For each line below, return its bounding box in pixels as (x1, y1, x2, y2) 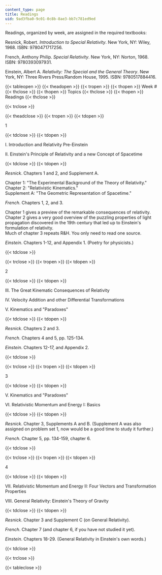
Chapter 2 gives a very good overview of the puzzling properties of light (5, 214, 152, 220)
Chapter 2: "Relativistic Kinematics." (5, 185, 78, 191)
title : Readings (5, 12, 38, 17)
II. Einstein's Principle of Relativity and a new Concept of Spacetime (5, 151, 143, 157)
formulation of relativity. (5, 225, 54, 231)
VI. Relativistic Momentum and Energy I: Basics (5, 402, 100, 408)
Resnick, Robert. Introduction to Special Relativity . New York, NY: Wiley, (5, 39, 151, 45)
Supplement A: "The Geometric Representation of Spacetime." (5, 190, 132, 196)
